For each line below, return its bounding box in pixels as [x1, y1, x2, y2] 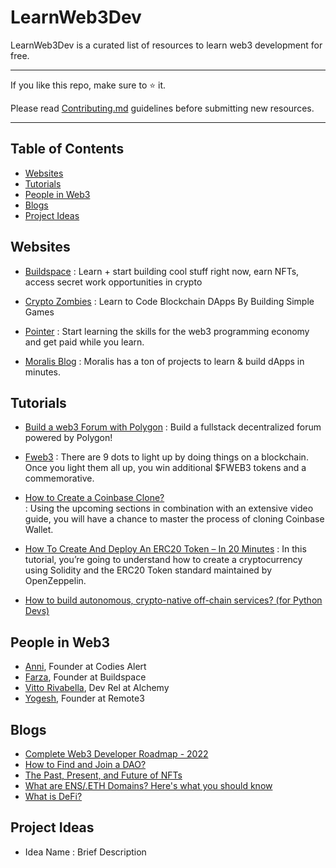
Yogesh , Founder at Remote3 [24, 692, 145, 705]
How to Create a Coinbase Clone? [24, 492, 165, 504]
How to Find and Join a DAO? [24, 759, 147, 770]
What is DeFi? [24, 791, 83, 802]
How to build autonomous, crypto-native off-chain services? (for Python [24, 594, 323, 606]
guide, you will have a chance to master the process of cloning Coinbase [24, 513, 325, 525]
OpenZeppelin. [24, 575, 87, 587]
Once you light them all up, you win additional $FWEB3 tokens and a [24, 462, 307, 474]
